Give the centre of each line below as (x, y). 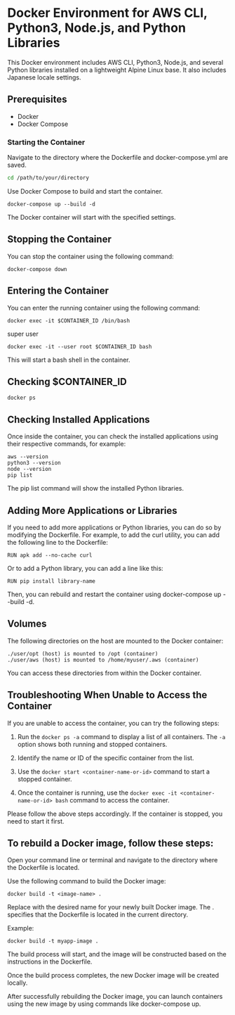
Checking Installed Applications (79, 419)
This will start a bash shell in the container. (69, 360)
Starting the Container (46, 142)
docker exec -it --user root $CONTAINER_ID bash (80, 346)
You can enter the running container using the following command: (104, 308)
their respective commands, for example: (67, 444)
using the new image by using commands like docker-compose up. (104, 1004)
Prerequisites (37, 100)
